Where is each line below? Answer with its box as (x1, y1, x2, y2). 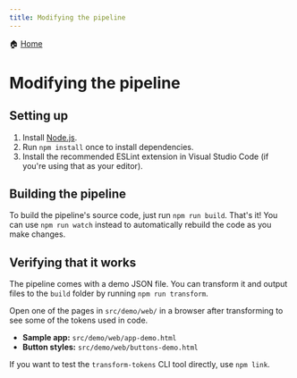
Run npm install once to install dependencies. (21, 141, 194, 152)
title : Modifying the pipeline (9, 13, 126, 22)
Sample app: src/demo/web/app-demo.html (21, 332, 177, 343)
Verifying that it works (9, 255, 137, 270)
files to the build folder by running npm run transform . (9, 288, 208, 299)
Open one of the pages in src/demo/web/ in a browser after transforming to (9, 306, 284, 316)
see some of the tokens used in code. (9, 315, 148, 326)
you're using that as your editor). (21, 160, 143, 171)
